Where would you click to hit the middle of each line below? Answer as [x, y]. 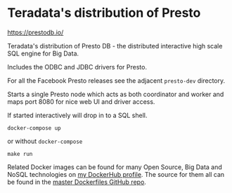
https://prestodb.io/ [36, 32]
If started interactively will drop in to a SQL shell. [77, 115]
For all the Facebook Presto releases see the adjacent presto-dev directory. [116, 80]
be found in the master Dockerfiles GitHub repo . [77, 182]
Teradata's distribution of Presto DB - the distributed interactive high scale [115, 46]
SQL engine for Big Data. [43, 53]
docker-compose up [34, 128]
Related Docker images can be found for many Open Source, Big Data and [115, 167]
